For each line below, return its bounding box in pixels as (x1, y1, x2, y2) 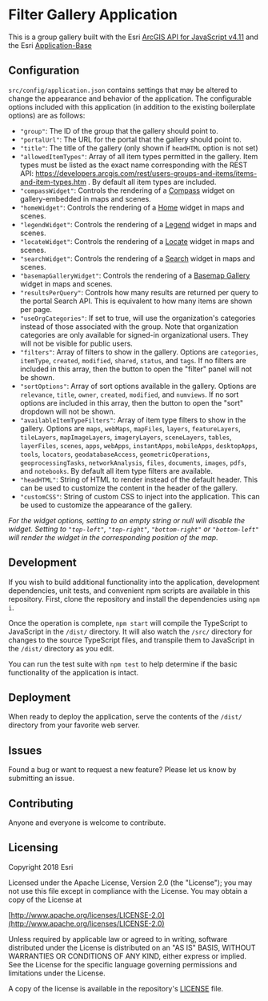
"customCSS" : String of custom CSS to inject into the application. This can (19, 491, 260, 501)
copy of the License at (8, 895, 82, 904)
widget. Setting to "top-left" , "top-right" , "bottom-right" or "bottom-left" (8, 524, 260, 534)
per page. (19, 304, 53, 314)
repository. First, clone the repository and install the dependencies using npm (8, 594, 260, 603)
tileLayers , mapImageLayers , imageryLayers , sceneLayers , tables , (19, 432, 232, 442)
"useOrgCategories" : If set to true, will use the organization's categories (19, 313, 256, 322)
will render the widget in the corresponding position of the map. (8, 532, 218, 542)
